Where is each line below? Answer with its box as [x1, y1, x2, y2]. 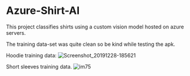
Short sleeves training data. [6, 63, 72, 70]
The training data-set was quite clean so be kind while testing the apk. [6, 41, 175, 48]
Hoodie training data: [6, 52, 57, 59]
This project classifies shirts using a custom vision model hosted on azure [6, 23, 184, 30]
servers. [6, 29, 26, 36]
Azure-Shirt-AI [6, 4, 80, 17]
